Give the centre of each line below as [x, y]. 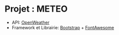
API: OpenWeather [31, 22]
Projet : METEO [36, 9]
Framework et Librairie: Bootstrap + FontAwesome [63, 27]
